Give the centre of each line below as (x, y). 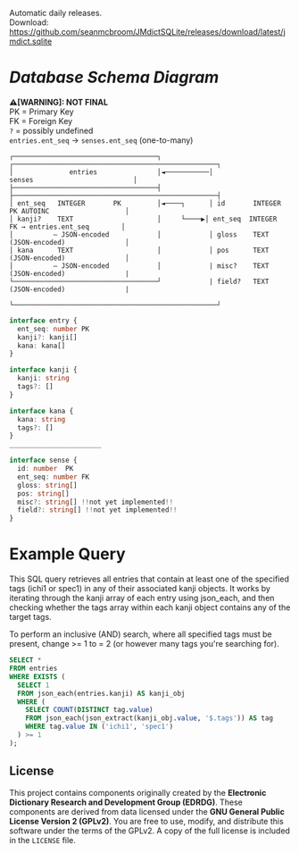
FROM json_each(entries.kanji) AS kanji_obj (101, 693)
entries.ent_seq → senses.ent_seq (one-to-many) (101, 140)
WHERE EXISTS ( (37, 677)
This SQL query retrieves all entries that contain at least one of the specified (149, 579)
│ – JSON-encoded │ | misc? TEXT (139, 266)
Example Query (68, 554)
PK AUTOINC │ (69, 211)
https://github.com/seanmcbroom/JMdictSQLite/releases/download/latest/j (147, 32)
